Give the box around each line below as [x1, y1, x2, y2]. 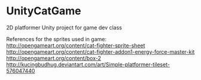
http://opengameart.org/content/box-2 [6, 54, 102, 61]
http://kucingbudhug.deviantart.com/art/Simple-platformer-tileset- [6, 61, 170, 68]
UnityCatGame [6, 4, 81, 18]
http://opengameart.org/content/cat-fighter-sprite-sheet [6, 42, 145, 49]
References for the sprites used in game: [6, 35, 106, 42]
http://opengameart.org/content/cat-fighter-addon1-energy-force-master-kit [6, 48, 195, 55]
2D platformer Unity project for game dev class [6, 24, 123, 31]
